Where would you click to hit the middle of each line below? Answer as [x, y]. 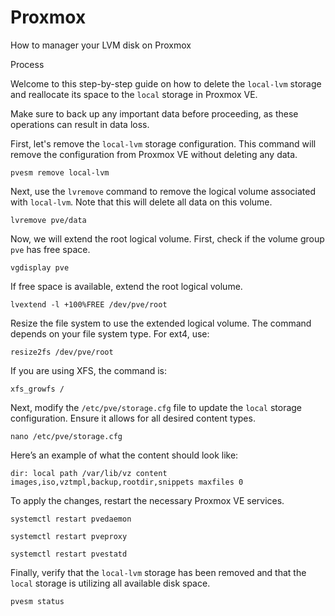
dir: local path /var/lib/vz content [89, 473]
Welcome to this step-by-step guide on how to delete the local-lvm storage [166, 83]
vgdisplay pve [40, 267]
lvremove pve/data [48, 220]
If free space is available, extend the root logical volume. [126, 286]
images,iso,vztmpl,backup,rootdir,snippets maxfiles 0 [127, 482]
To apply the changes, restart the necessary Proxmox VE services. [147, 500]
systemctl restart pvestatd [69, 554]
